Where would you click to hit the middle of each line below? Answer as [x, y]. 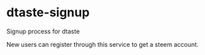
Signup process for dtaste [43, 31]
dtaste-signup [48, 13]
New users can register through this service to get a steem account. [102, 44]
